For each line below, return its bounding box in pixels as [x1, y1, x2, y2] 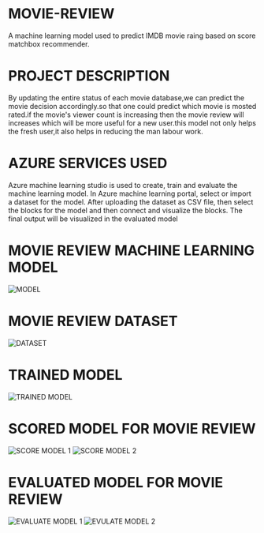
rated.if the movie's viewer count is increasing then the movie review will [8, 110, 244, 119]
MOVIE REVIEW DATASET [8, 312, 178, 330]
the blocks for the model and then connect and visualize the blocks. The [8, 205, 243, 215]
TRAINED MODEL [8, 366, 123, 384]
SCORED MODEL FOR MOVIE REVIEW [8, 419, 256, 437]
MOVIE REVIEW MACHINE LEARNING [8, 242, 255, 259]
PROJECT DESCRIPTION [8, 67, 170, 85]
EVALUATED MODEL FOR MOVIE [8, 473, 224, 491]
